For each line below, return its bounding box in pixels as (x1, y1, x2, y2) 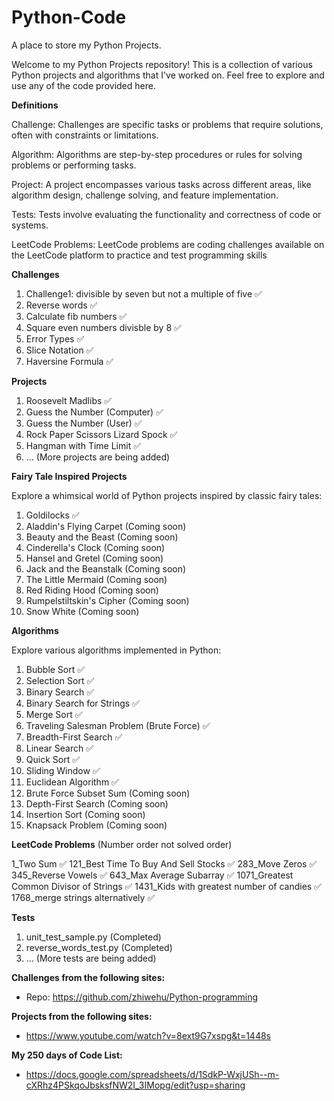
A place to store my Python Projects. (11, 39, 162, 51)
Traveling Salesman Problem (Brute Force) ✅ (25, 719, 211, 731)
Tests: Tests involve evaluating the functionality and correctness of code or (11, 208, 322, 220)
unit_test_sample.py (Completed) (25, 931, 162, 943)
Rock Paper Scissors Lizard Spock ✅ (25, 428, 178, 440)
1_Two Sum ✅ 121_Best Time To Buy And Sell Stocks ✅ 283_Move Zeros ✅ (11, 857, 318, 870)
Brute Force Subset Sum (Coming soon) (25, 787, 191, 799)
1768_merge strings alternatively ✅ (11, 891, 156, 903)
